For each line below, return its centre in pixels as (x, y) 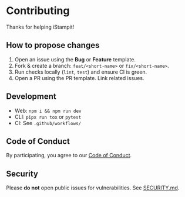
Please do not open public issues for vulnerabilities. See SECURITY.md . (93, 188)
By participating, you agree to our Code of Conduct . (69, 155)
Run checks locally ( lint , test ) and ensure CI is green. (81, 72)
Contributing (38, 11)
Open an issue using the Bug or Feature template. (75, 59)
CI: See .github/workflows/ (48, 123)
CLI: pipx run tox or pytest (48, 117)
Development (31, 97)
